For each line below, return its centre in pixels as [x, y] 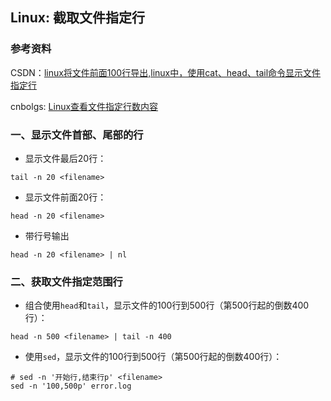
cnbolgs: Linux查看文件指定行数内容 [84, 106]
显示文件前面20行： [65, 197]
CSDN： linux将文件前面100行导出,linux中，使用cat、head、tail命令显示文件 [166, 72]
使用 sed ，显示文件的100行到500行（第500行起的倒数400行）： [153, 357]
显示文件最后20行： [65, 158]
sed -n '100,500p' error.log [71, 386]
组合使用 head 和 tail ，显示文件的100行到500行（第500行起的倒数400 [167, 305]
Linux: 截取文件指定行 [77, 18]
